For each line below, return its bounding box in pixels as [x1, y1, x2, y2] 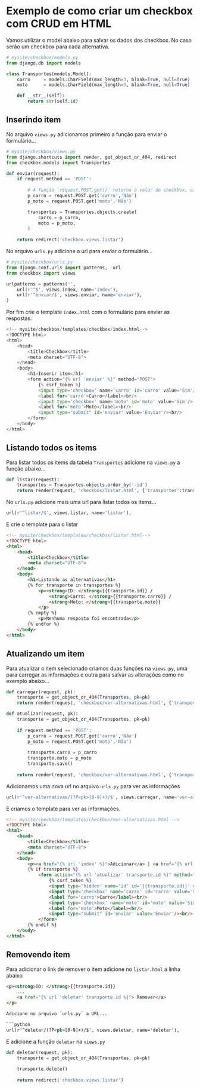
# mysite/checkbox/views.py [6, 148, 76, 155]
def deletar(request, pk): [6, 1049, 73, 1055]
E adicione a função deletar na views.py [6, 1038, 105, 1045]
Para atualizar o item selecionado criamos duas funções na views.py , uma [6, 665, 187, 672]
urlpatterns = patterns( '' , [6, 281, 76, 287]
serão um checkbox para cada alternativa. [6, 43, 110, 50]
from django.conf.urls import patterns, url [6, 265, 121, 271]
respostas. [6, 315, 32, 322]
